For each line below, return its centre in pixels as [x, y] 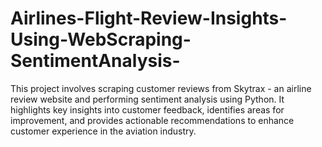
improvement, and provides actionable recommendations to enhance [152, 120]
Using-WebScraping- [101, 39]
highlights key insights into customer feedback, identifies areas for [147, 109]
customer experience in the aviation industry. [103, 131]
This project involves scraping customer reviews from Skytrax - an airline [161, 88]
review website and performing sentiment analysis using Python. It [147, 99]
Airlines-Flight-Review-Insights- [149, 18]
